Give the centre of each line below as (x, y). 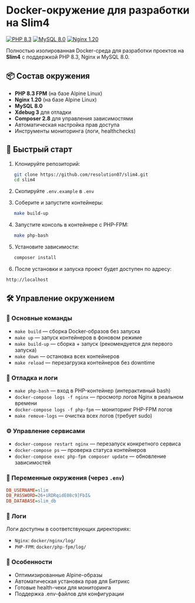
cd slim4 (24, 180)
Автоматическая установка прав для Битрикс (72, 581)
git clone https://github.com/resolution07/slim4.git (81, 175)
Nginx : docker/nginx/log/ (45, 540)
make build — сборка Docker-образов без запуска (77, 331)
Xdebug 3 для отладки (43, 112)
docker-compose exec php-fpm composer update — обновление (90, 456)
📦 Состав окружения (48, 76)
